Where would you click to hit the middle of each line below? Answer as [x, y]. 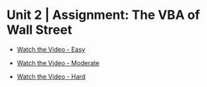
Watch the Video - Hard [51, 76]
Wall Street [39, 30]
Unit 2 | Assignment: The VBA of [103, 15]
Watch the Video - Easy [51, 49]
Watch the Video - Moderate [58, 62]
